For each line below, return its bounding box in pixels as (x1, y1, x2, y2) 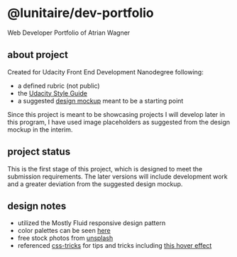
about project (7, 49, 69, 61)
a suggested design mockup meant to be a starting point (17, 96, 184, 105)
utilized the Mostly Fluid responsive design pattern (17, 219, 166, 227)
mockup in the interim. (7, 125, 73, 134)
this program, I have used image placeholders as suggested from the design (7, 118, 231, 126)
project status (7, 146, 71, 158)
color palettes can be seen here (17, 227, 111, 235)
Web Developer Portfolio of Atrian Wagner (7, 28, 131, 37)
